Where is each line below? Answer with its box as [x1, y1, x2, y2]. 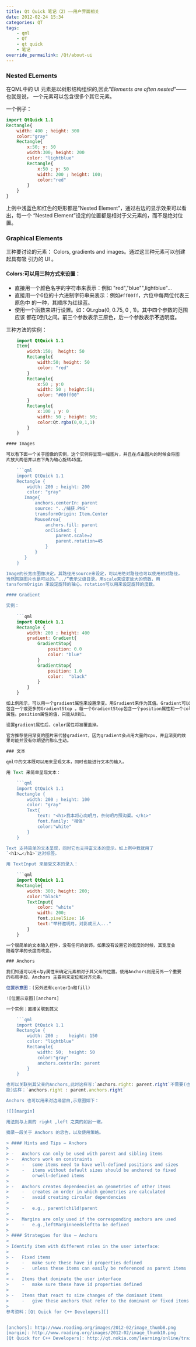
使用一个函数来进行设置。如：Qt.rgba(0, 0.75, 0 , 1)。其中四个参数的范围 [14, 306, 188, 313]
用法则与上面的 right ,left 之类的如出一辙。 [6, 1118, 106, 1125]
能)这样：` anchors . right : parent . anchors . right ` [6, 1087, 125, 1093]
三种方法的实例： [6, 326, 47, 333]
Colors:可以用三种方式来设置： [6, 270, 80, 277]
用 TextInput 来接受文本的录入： [6, 861, 79, 867]
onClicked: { [45, 527, 77, 533]
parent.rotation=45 [55, 538, 103, 544]
